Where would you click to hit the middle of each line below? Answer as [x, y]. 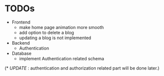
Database [21, 53]
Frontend [21, 22]
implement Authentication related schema [61, 58]
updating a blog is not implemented [55, 38]
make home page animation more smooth [61, 27]
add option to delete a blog [47, 32]
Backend [21, 43]
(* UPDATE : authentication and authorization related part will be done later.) [82, 68]
